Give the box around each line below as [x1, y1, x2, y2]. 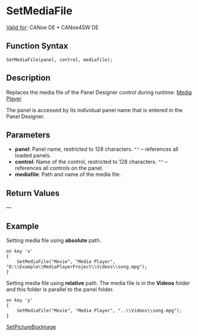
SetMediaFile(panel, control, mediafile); [6, 56, 113, 63]
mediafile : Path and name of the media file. [14, 171, 121, 178]
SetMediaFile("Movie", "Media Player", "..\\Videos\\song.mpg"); [17, 308, 183, 313]
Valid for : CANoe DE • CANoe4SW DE [6, 24, 99, 31]
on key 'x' [6, 248, 33, 254]
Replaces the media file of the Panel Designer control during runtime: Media [6, 88, 192, 96]
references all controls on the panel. [14, 164, 103, 172]
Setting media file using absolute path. [6, 237, 102, 244]
